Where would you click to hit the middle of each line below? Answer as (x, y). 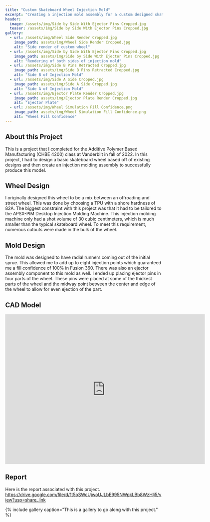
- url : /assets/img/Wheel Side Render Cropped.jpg (63, 38)
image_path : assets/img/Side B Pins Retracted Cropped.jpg (77, 70)
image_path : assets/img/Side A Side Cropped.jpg (66, 84)
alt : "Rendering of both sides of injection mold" (68, 61)
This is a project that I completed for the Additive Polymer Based (72, 149)
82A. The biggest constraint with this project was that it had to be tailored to (83, 208)
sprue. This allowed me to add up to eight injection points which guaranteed (83, 263)
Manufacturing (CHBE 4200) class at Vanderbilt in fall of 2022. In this (77, 154)
